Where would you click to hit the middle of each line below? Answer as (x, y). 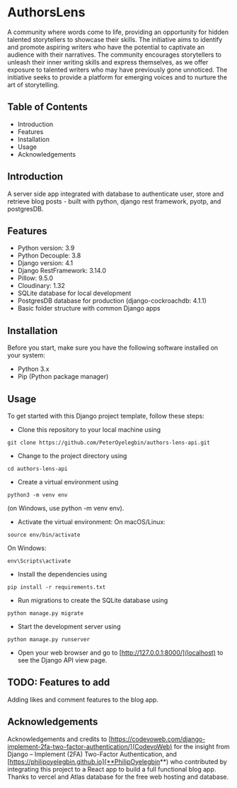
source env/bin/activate (44, 535)
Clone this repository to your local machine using (89, 429)
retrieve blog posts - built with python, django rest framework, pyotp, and (114, 201)
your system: (27, 355)
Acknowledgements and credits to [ (59, 739)
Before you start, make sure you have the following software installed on (113, 348)
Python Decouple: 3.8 (49, 255)
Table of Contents (48, 107)
